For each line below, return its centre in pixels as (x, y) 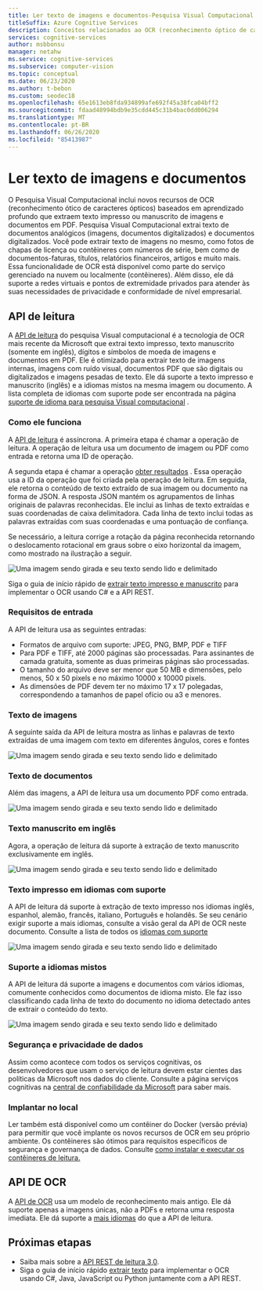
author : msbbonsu (36, 45)
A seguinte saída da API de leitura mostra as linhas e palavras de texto (121, 732)
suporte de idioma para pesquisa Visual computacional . (99, 402)
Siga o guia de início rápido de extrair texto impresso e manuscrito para (123, 584)
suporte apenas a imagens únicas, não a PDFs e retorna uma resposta (121, 1209)
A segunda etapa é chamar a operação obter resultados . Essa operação (125, 471)
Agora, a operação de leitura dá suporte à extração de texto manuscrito (124, 845)
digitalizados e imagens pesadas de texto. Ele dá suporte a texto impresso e (131, 377)
